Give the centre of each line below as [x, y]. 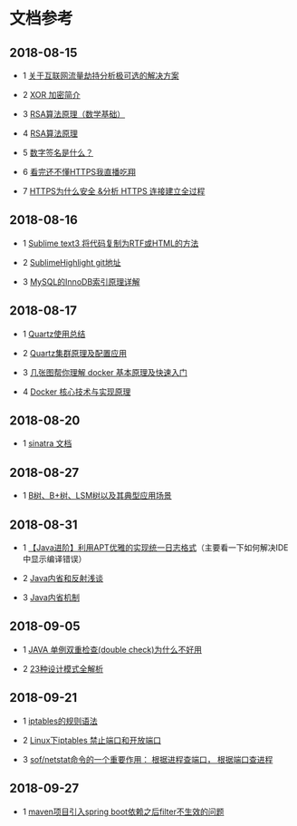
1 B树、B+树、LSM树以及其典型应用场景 [97, 496]
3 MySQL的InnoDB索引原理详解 [81, 281]
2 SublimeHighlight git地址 [72, 262]
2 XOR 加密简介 [52, 95]
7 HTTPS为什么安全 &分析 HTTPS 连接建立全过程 [114, 191]
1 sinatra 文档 [47, 443]
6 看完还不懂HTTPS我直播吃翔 [79, 172]
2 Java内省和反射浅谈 [63, 578]
